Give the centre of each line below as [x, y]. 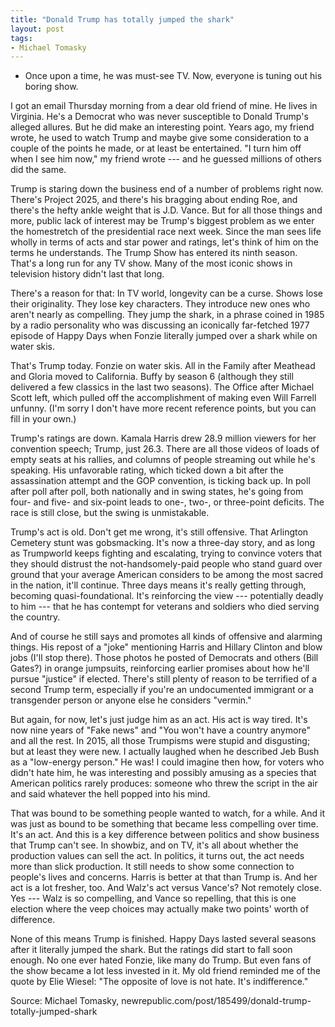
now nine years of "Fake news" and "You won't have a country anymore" [160, 730]
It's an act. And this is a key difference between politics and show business [165, 835]
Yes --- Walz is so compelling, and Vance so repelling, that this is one [153, 898]
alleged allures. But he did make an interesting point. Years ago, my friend [162, 127]
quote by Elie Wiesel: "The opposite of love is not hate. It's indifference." [159, 982]
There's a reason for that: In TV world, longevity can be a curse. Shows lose [166, 293]
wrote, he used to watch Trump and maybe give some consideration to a [160, 138]
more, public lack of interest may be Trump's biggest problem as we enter [162, 221]
